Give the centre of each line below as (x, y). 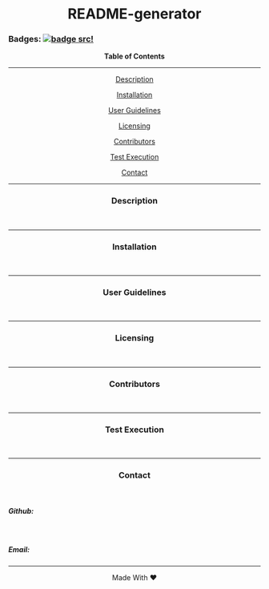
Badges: (25, 39)
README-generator (134, 14)
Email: (19, 550)
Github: (21, 511)
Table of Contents (134, 56)
